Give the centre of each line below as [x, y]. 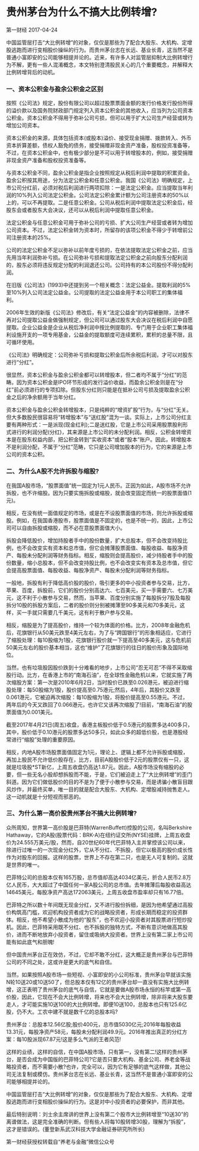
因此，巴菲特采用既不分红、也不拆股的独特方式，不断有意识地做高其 [99, 927]
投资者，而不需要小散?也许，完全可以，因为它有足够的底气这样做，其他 [98, 1067]
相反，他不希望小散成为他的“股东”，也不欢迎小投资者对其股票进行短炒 [102, 919]
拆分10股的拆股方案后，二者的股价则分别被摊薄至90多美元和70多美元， [93, 605]
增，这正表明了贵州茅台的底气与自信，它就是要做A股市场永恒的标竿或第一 [96, 989]
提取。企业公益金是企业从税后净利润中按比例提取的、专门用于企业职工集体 [97, 327]
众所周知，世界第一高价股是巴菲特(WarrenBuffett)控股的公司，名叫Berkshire [99, 827]
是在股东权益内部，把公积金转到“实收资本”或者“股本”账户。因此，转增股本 [101, 440]
